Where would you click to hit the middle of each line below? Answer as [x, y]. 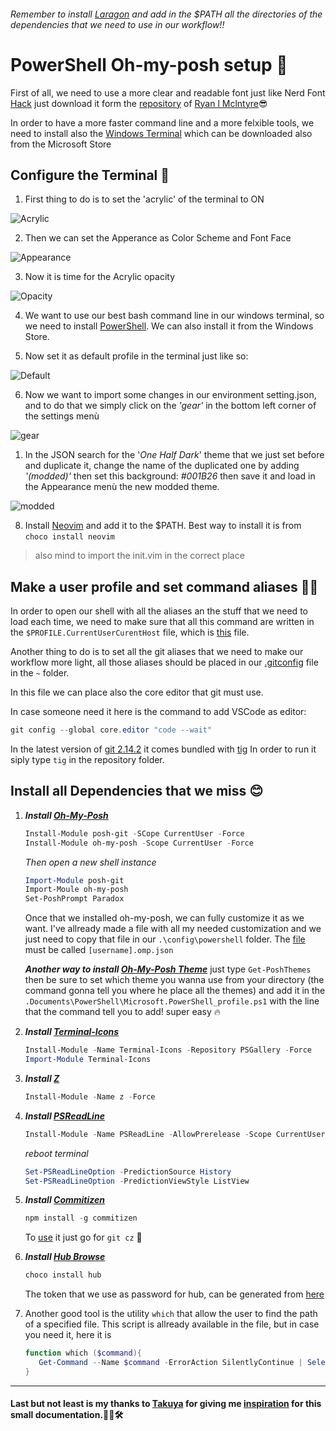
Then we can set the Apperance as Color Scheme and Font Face [158, 238]
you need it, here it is [68, 1335]
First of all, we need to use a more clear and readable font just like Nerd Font [168, 92]
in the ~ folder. [40, 673]
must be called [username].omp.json [99, 950]
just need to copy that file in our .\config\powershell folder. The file [165, 939]
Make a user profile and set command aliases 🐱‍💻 [164, 586]
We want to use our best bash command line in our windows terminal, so [174, 316]
